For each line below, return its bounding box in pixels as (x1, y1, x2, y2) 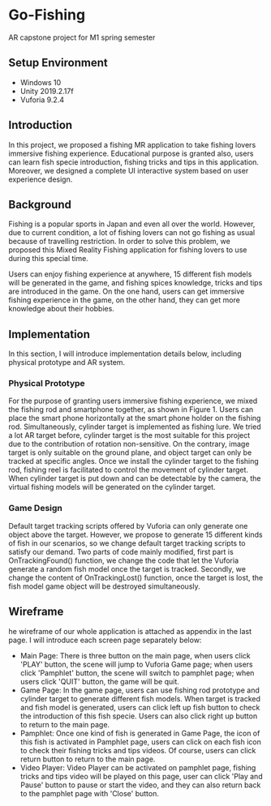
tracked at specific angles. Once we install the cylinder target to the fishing (8, 457, 260, 466)
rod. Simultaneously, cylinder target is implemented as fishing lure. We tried (8, 422, 261, 431)
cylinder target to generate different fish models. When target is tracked (19, 693, 261, 703)
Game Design (8, 503, 63, 514)
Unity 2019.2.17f (19, 86, 75, 96)
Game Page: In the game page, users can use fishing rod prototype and (19, 685, 260, 695)
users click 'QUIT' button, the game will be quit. (19, 676, 180, 686)
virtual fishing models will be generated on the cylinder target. (8, 482, 217, 492)
